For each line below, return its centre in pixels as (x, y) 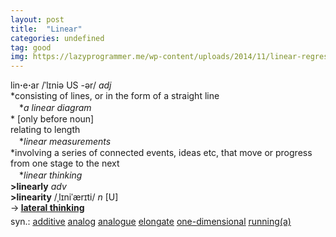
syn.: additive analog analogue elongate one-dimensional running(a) (151, 222)
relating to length (45, 130)
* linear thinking (50, 175)
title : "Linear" (46, 29)
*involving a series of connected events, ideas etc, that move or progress (161, 153)
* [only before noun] (52, 119)
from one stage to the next (65, 163)
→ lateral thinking (47, 208)
